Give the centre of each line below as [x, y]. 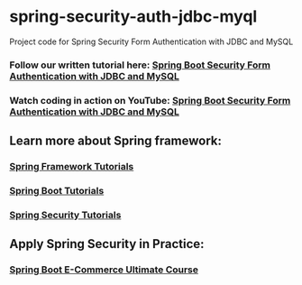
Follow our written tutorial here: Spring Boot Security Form [140, 65]
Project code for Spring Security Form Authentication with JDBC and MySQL [151, 41]
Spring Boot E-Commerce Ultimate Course [104, 270]
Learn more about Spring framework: [116, 141]
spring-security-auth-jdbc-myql [133, 17]
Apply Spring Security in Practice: [107, 244]
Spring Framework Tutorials [72, 167]
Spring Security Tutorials [65, 215]
